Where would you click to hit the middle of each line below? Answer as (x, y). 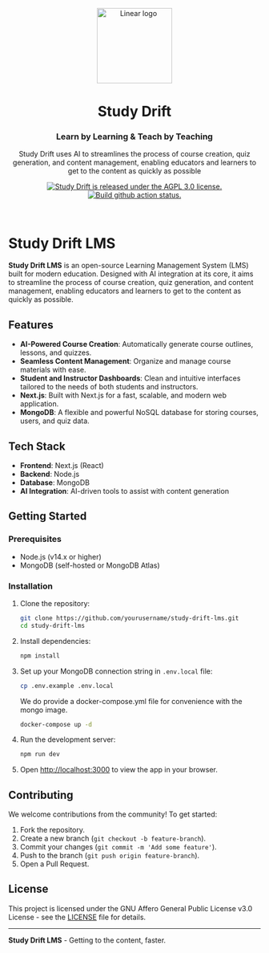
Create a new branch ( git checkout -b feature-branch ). (113, 838)
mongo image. (44, 710)
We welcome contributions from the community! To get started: (113, 814)
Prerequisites (35, 540)
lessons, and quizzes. (56, 352)
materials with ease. (53, 370)
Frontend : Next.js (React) (62, 466)
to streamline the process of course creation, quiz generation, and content (131, 283)
